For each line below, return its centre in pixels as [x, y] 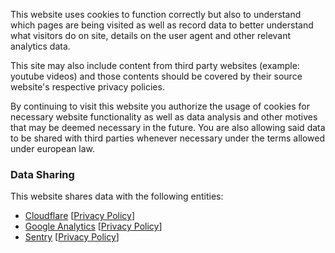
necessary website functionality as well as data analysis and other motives [164, 117]
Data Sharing [42, 174]
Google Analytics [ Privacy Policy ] [93, 226]
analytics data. [40, 46]
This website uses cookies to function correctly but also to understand [156, 14]
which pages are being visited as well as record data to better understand [162, 25]
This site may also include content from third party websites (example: [155, 65]
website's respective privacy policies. [87, 87]
